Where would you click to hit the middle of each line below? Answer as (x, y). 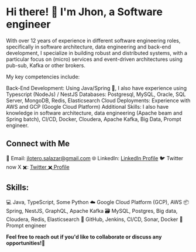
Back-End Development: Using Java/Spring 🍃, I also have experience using (97, 88)
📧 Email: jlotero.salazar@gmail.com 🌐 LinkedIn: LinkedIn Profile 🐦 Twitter (95, 158)
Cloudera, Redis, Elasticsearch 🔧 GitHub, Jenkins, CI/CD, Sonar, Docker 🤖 (94, 219)
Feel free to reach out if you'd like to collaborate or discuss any (84, 237)
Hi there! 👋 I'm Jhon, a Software (84, 12)
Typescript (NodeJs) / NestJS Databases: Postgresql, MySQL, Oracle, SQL (96, 94)
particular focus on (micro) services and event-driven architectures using (94, 59)
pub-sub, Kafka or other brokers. (46, 65)
